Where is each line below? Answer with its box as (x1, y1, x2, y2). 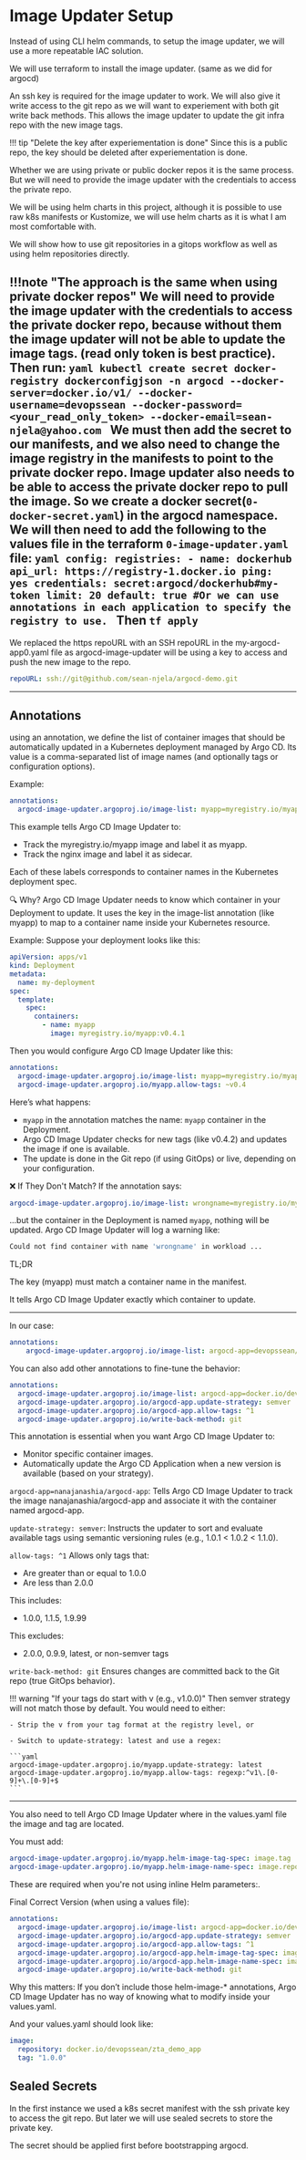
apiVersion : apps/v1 (9, 952, 88, 962)
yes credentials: (9, 576, 107, 590)
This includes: (9, 1595, 62, 1606)
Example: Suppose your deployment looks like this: (9, 935, 201, 946)
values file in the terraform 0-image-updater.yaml (9, 536, 289, 552)
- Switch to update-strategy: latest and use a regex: (9, 1737, 222, 1746)
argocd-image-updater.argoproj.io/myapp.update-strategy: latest (9, 1760, 262, 1770)
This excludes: (9, 1630, 65, 1642)
